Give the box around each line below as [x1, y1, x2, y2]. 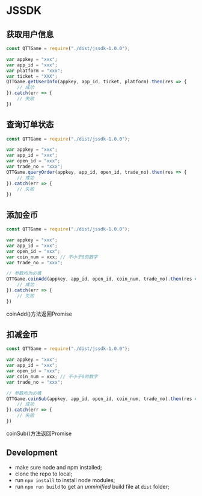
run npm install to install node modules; [14, 476, 115, 483]
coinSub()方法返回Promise [6, 430, 72, 437]
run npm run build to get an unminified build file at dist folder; [14, 483, 170, 490]
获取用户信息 [6, 29, 54, 39]
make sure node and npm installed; [14, 463, 102, 471]
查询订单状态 [6, 119, 54, 130]
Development [6, 448, 58, 458]
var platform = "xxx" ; [6, 68, 63, 74]
